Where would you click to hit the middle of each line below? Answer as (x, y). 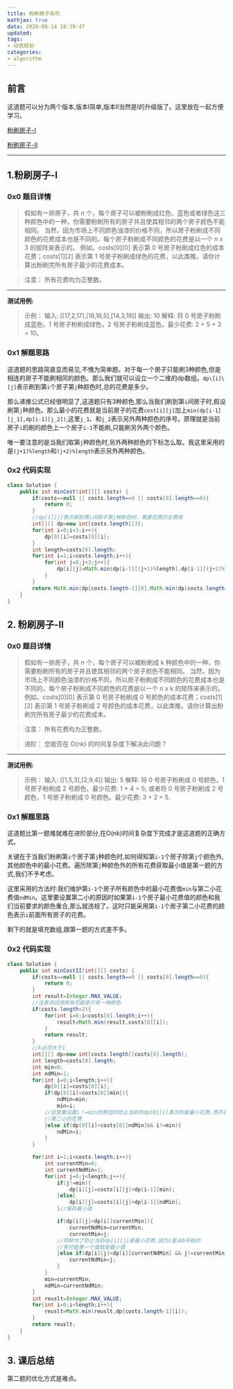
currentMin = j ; (89, 1234)
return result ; (66, 1035)
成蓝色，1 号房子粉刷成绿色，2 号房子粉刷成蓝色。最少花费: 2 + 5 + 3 (123, 325)
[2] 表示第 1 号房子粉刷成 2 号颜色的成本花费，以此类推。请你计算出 (121, 706)
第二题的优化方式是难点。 (44, 1379)
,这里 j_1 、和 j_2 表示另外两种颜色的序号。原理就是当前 (143, 419)
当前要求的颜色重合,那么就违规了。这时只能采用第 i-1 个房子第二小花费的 (116, 906)
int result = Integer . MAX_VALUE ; (77, 997)
